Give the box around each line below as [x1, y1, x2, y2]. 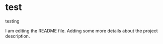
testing [5, 18, 20, 24]
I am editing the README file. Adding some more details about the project [5, 27, 158, 33]
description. [5, 33, 30, 39]
